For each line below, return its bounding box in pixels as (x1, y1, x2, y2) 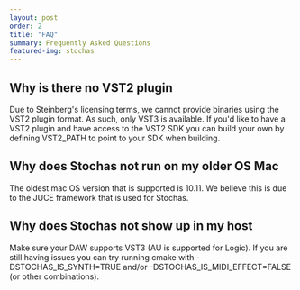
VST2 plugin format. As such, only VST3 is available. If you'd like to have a (9, 113, 286, 124)
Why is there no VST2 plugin (9, 80, 173, 95)
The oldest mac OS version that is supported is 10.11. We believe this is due (9, 182, 287, 194)
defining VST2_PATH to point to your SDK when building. (9, 132, 221, 143)
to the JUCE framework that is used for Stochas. (9, 192, 189, 203)
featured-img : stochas (9, 47, 95, 56)
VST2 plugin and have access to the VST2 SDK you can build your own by (9, 122, 285, 133)
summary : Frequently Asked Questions (9, 38, 151, 48)
